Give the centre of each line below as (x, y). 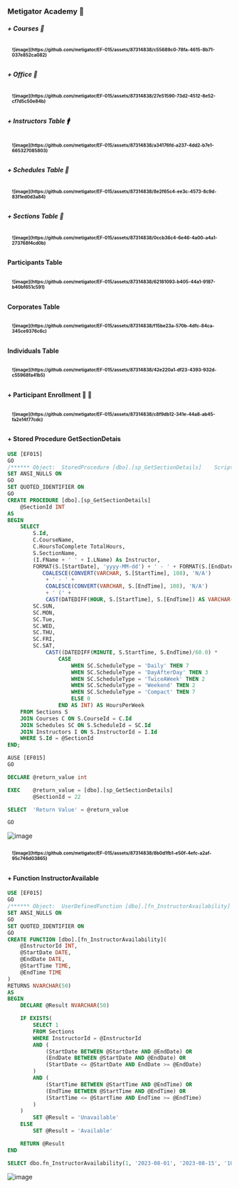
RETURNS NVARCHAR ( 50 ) (39, 986)
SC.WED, (44, 626)
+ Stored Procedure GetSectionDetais (64, 439)
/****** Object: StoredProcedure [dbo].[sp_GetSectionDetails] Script (121, 467)
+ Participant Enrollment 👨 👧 (50, 395)
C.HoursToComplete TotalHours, (79, 547)
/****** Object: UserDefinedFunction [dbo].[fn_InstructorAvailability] (119, 906)
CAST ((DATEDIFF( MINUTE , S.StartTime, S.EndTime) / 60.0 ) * (132, 653)
